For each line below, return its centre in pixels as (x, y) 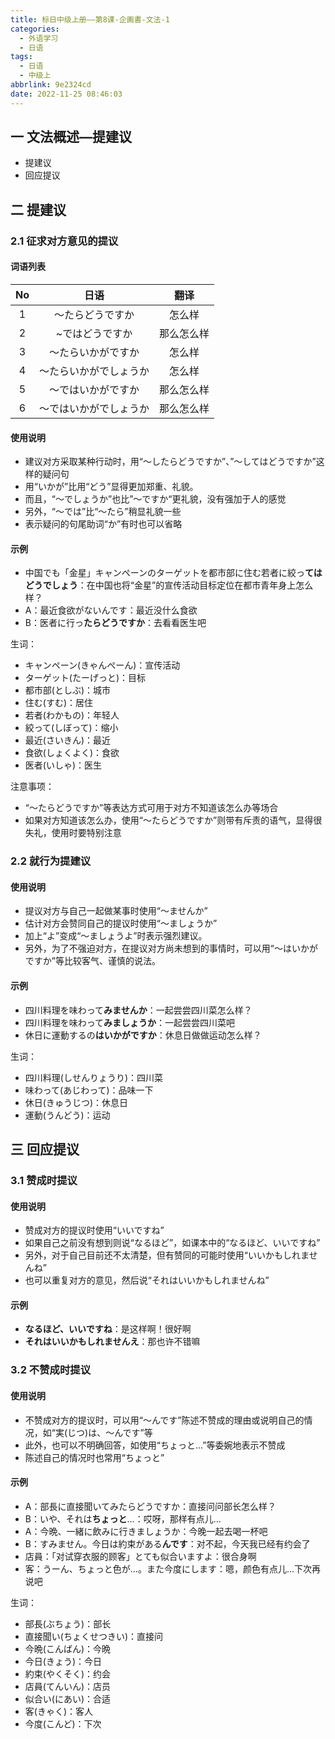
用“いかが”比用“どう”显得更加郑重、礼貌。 (111, 487)
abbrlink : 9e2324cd (51, 85)
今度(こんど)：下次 (63, 1723)
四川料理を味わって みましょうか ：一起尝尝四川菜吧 (130, 1022)
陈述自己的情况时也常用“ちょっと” (94, 1457)
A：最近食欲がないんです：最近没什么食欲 (111, 610)
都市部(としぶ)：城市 (68, 690)
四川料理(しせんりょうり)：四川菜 (94, 1077)
